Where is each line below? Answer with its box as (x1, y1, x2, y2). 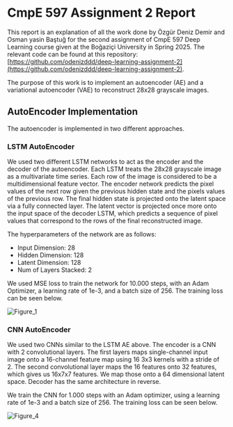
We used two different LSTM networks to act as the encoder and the (7, 158, 204, 166)
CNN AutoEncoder (7, 325, 71, 335)
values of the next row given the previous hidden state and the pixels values (7, 187, 225, 195)
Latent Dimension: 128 (17, 259, 81, 267)
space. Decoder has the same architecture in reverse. (7, 378, 161, 386)
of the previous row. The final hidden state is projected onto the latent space (7, 195, 226, 203)
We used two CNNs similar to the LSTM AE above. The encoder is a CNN (7, 341, 216, 349)
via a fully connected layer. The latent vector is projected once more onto (7, 202, 217, 210)
